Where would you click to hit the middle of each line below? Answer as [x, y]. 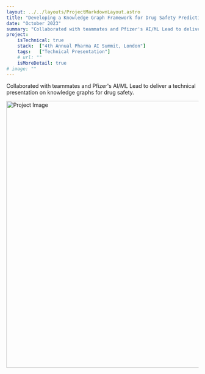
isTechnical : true [41, 40]
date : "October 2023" [34, 23]
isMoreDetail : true [42, 63]
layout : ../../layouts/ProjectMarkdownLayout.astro [73, 12]
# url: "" [30, 57]
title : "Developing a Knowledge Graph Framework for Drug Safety [91, 18]
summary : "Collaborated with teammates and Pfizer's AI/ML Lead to [94, 29]
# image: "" [21, 69]
